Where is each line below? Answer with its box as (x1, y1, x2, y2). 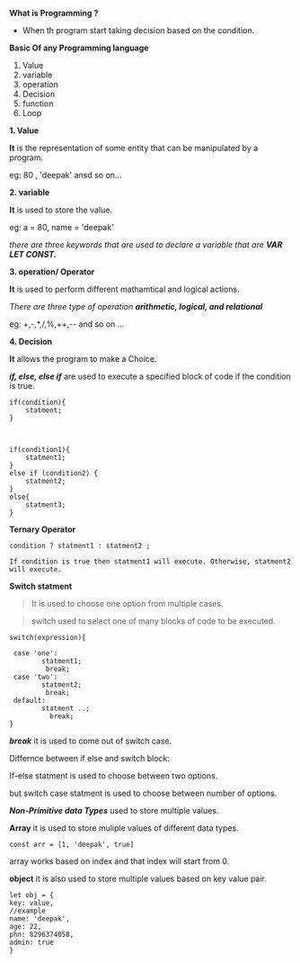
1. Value (9, 125, 40, 136)
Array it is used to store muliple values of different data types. (9, 823, 240, 833)
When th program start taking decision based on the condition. (22, 25, 255, 35)
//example (9, 906, 47, 915)
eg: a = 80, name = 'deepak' (9, 222, 114, 232)
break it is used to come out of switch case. (9, 735, 172, 746)
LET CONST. (9, 249, 57, 259)
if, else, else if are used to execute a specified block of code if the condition (9, 371, 292, 382)
